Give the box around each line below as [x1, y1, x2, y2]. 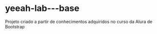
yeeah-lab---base [5, 3, 80, 14]
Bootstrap [5, 23, 25, 29]
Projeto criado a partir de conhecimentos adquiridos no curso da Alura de [5, 19, 153, 24]
